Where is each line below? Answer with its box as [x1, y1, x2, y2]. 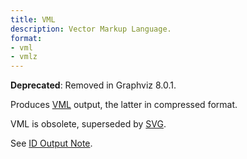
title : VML [10, 14, 56, 25]
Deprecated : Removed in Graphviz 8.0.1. [10, 79, 177, 91]
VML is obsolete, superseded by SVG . [10, 118, 167, 130]
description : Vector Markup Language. [10, 24, 172, 34]
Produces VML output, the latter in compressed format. [10, 99, 238, 111]
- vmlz [10, 52, 38, 62]
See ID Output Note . [10, 137, 93, 150]
